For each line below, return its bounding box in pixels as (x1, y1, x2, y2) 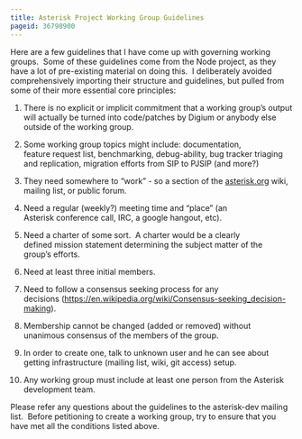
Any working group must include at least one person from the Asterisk (23, 374, 285, 385)
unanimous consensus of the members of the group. (23, 330, 219, 341)
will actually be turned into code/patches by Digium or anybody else (23, 112, 277, 123)
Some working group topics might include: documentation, (23, 139, 242, 150)
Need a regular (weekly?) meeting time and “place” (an (23, 202, 228, 213)
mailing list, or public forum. (23, 185, 127, 196)
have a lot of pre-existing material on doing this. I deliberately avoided (10, 65, 272, 77)
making (23, 303, 51, 314)
